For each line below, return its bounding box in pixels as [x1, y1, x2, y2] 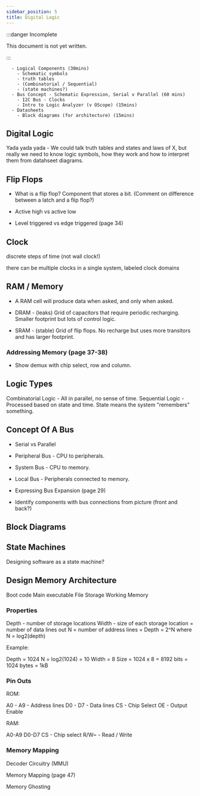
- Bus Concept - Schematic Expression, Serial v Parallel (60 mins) [11, 91, 186, 97]
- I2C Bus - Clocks [17, 97, 66, 103]
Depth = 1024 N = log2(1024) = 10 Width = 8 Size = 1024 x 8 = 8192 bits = [6, 655, 188, 662]
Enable [6, 708, 23, 715]
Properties [6, 606, 38, 615]
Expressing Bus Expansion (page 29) [14, 487, 106, 494]
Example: [6, 644, 29, 651]
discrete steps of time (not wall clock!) [6, 252, 100, 260]
